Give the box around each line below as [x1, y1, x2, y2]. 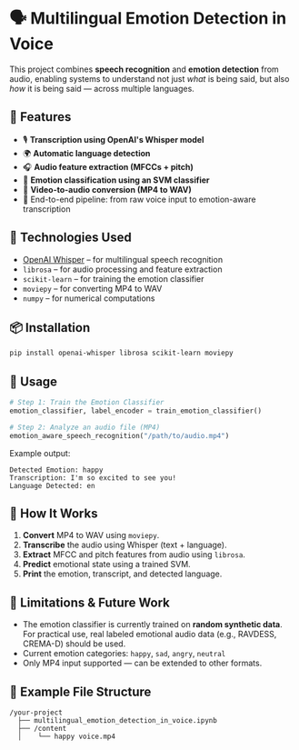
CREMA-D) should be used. [22, 638, 126, 649]
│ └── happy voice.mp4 [17, 732, 116, 741]
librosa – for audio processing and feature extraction [22, 264, 223, 275]
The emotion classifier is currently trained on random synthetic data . [22, 619, 284, 630]
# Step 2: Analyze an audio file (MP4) [9, 423, 161, 432]
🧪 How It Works [9, 505, 98, 521]
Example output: [9, 447, 71, 458]
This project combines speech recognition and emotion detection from [9, 64, 279, 75]
